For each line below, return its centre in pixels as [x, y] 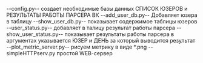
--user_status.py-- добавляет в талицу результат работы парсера [91, 28]
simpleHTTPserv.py [31, 53]
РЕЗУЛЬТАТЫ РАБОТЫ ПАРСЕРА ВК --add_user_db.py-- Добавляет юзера [102, 15]
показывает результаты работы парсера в [119, 34]
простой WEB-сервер [85, 53]
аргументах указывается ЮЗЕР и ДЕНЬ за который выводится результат [101, 40]
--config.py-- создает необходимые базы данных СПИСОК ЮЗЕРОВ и [97, 9]
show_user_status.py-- [35, 34]
